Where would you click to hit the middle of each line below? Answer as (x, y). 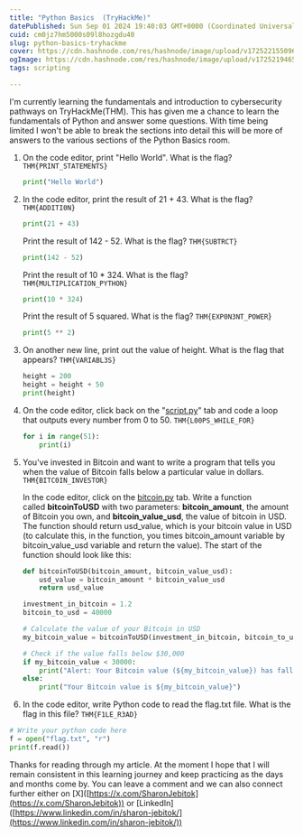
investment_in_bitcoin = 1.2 (77, 604)
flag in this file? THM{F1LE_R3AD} (80, 714)
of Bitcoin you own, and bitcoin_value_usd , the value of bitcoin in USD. (154, 516)
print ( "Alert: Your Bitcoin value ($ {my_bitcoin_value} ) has (156, 670)
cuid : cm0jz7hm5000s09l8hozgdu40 (72, 34)
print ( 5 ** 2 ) (49, 333)
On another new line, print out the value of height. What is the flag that (153, 350)
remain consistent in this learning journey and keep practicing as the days (147, 774)
